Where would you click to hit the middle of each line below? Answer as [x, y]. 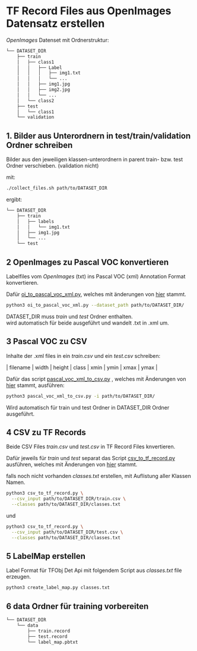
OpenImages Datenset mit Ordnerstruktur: [58, 40]
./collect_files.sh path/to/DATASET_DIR [57, 188]
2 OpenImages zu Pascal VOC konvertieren [88, 262]
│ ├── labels [36, 221]
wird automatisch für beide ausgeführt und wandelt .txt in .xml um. [88, 323]
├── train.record [49, 631]
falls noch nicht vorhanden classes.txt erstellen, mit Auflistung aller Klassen [99, 476]
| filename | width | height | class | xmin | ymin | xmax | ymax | [82, 367]
